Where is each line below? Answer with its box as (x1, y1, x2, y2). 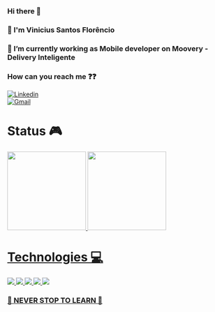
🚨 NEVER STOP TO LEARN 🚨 (7, 295, 103, 305)
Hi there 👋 (7, 6, 42, 16)
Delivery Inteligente (7, 52, 75, 62)
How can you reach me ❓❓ (7, 71, 96, 81)
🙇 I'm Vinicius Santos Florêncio (7, 24, 115, 34)
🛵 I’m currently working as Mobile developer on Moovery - (7, 43, 209, 53)
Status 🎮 (7, 124, 63, 139)
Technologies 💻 (7, 249, 103, 265)
